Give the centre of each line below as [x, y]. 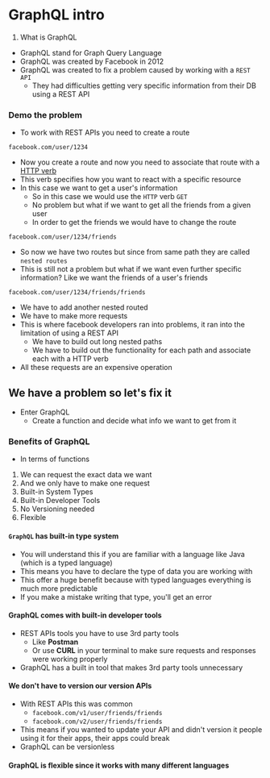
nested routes [44, 261]
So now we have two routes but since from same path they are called [135, 252]
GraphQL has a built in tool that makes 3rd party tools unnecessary [131, 668]
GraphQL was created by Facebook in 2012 [91, 61]
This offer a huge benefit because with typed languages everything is [135, 580]
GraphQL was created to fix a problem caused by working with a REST [135, 69]
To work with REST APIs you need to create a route [105, 133]
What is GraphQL [49, 37]
